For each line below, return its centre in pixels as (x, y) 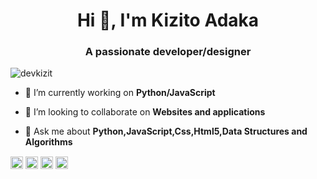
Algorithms (48, 142)
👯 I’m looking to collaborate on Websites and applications (145, 112)
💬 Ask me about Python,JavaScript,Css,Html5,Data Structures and (166, 131)
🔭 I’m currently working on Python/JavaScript (120, 93)
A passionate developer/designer (168, 52)
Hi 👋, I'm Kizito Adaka (168, 20)
